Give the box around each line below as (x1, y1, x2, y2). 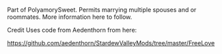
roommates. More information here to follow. (7, 13, 133, 21)
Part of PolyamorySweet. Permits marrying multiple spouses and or (7, 6, 197, 13)
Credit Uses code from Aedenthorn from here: (7, 26, 137, 34)
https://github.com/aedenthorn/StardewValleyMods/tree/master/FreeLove (7, 39, 215, 47)
